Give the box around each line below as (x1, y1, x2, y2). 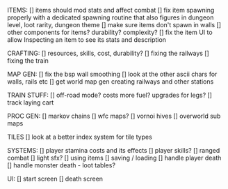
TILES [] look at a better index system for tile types (7, 133, 153, 141)
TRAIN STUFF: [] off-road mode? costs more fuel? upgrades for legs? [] (7, 91, 212, 99)
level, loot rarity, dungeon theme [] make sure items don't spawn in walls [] (7, 21, 221, 29)
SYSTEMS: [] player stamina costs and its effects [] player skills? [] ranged (7, 146, 220, 154)
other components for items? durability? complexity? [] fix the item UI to (7, 28, 213, 36)
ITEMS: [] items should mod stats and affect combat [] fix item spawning (7, 6, 215, 14)
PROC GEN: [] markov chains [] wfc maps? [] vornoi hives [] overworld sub (7, 112, 221, 120)
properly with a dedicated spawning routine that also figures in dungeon (7, 13, 214, 22)
